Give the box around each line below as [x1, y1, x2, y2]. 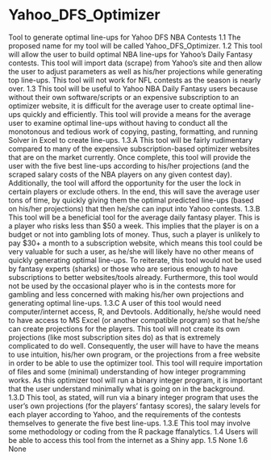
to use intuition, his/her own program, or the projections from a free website [8, 349, 261, 359]
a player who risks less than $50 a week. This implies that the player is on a [8, 220, 260, 231]
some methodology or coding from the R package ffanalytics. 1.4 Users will [8, 426, 258, 437]
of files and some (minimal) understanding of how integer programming [8, 366, 246, 376]
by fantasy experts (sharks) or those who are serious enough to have [8, 264, 238, 274]
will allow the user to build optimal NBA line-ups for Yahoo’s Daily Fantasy [8, 49, 253, 59]
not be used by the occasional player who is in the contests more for [8, 281, 236, 291]
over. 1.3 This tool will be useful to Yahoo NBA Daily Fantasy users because [8, 83, 258, 94]
